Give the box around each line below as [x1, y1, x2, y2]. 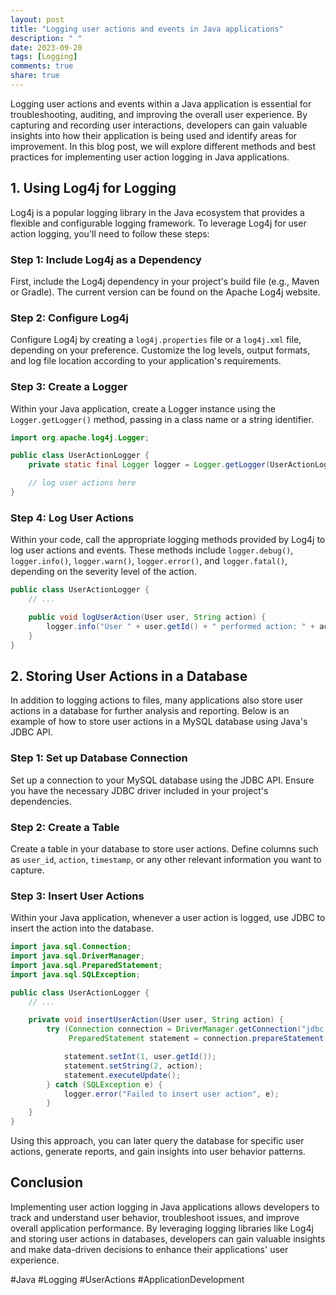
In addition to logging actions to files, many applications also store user [10, 694, 304, 706]
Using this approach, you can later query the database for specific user [10, 1135, 305, 1147]
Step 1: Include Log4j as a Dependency [10, 252, 202, 266]
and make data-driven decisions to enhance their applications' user [10, 1243, 289, 1255]
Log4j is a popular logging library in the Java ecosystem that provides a [10, 206, 305, 218]
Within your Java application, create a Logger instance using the [10, 402, 276, 415]
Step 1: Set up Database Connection [10, 751, 188, 765]
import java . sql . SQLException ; [10, 969, 141, 980]
